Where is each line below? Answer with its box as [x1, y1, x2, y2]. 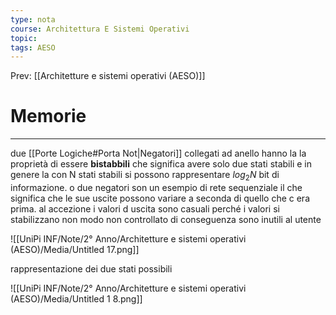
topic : [10, 33, 38, 43]
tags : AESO [10, 42, 56, 53]
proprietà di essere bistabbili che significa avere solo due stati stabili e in [10, 158, 312, 170]
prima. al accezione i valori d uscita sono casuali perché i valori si [10, 202, 280, 215]
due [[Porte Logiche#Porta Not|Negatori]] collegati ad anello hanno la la [10, 147, 307, 160]
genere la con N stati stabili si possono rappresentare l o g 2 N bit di [10, 169, 280, 183]
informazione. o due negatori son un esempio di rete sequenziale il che [10, 181, 303, 193]
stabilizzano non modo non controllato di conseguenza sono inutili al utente [10, 213, 322, 225]
